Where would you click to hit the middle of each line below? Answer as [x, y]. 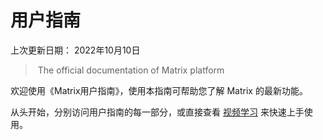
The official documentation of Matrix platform [131, 70]
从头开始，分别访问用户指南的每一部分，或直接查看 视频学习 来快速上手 [157, 112]
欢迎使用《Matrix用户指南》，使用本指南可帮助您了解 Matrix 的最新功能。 [159, 90]
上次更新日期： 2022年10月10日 [75, 50]
